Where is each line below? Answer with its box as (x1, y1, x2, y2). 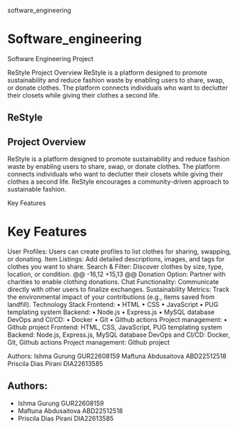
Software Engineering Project (7, 54, 94, 63)
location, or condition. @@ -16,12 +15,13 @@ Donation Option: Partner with (7, 270, 226, 278)
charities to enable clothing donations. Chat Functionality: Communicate (7, 278, 219, 286)
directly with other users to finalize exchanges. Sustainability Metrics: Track (7, 285, 229, 294)
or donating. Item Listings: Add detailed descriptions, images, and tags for (7, 255, 225, 263)
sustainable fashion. (7, 185, 66, 194)
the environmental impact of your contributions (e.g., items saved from (7, 293, 215, 301)
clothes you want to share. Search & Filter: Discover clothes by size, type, (7, 263, 224, 271)
